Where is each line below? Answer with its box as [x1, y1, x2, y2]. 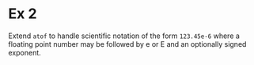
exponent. [8, 48, 41, 57]
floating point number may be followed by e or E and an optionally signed [8, 39, 247, 48]
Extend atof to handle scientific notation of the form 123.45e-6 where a [8, 31, 240, 40]
